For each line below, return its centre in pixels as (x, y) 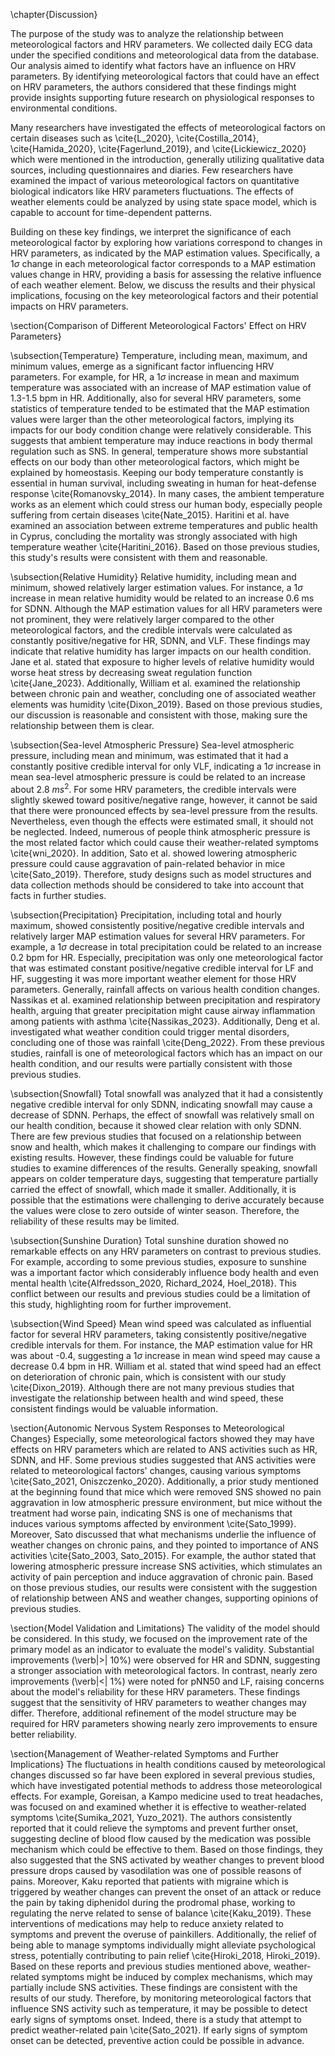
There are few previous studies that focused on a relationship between (156, 1136)
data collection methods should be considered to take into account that (157, 885)
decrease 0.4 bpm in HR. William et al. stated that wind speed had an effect (166, 1366)
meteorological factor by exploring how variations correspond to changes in (166, 242)
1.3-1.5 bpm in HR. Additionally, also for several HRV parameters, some (156, 398)
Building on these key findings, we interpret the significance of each (151, 232)
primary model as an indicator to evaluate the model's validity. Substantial (162, 1649)
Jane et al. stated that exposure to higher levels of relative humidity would (162, 662)
